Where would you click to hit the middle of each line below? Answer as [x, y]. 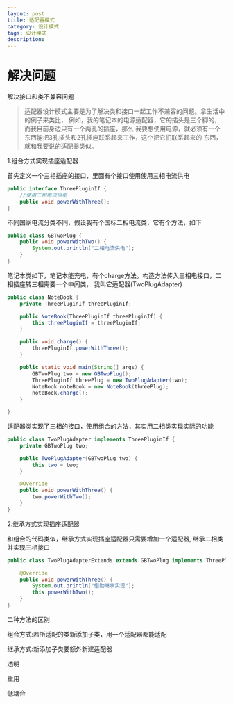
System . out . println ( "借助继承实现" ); [84, 586]
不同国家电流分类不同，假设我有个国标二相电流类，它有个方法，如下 [104, 222]
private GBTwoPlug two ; [54, 445]
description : [26, 40]
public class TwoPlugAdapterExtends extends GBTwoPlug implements [105, 560]
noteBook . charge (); [60, 393]
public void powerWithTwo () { [63, 242]
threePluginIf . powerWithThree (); [80, 348]
